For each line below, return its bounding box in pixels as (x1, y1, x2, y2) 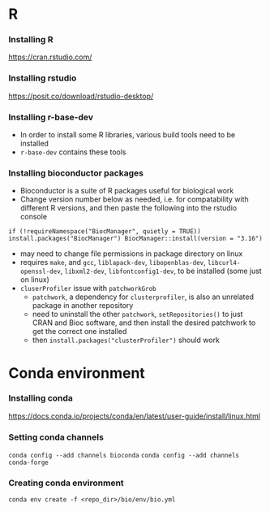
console (19, 212, 47, 222)
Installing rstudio (8, 72, 77, 84)
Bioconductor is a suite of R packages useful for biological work (19, 186, 234, 196)
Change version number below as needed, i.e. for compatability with (19, 194, 249, 204)
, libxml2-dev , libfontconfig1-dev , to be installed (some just (60, 266, 262, 276)
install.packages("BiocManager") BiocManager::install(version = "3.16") (8, 235, 264, 243)
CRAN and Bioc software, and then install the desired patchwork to (32, 318, 256, 328)
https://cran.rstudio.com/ (8, 52, 92, 62)
